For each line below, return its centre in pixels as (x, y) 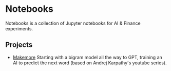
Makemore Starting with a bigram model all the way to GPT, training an (88, 57)
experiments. (19, 28)
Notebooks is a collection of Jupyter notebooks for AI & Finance (73, 23)
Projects (19, 45)
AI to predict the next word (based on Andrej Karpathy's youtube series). (90, 63)
